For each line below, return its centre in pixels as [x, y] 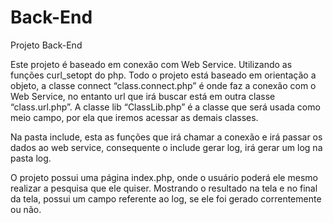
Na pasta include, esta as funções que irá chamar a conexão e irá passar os [166, 137]
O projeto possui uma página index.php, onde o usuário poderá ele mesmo [164, 177]
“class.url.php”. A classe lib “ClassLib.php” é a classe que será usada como [165, 107]
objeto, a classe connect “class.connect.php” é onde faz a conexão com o [163, 85]
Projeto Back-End [46, 45]
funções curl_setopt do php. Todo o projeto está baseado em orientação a [163, 75]
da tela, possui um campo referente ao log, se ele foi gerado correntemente [166, 198]
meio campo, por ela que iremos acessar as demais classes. [134, 117]
